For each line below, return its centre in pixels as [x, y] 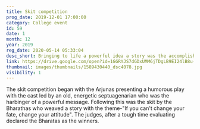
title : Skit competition [37, 12]
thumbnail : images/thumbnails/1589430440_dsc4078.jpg [74, 67]
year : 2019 [20, 45]
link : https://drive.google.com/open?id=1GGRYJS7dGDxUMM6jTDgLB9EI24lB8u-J [102, 61]
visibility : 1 [24, 73]
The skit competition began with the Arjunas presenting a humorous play [95, 89]
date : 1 [16, 34]
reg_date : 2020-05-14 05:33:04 [45, 51]
